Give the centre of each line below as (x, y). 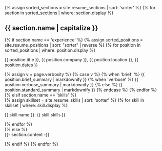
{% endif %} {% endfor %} (31, 144)
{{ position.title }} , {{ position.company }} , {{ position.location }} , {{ (71, 59)
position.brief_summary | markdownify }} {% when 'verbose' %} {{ (71, 79)
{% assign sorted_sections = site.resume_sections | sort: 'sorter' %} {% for (80, 8)
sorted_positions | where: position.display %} (50, 50)
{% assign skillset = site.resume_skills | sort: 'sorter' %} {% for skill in (74, 100)
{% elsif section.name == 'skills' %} (40, 95)
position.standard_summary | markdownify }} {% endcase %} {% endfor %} (81, 90)
